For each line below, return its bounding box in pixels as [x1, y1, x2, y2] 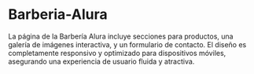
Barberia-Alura [8, 6, 108, 24]
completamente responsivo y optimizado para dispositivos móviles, [8, 48, 226, 57]
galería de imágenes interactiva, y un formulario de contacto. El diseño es [8, 39, 247, 49]
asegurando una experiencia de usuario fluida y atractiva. [8, 57, 195, 66]
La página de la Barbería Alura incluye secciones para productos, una [8, 31, 234, 41]
